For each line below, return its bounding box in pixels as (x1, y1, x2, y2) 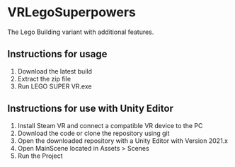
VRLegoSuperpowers (7, 4, 136, 21)
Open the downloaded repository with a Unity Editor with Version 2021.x (17, 136, 229, 145)
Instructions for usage (7, 48, 108, 60)
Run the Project (17, 151, 63, 160)
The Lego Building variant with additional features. (7, 28, 154, 36)
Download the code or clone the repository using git (17, 129, 170, 137)
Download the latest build (17, 67, 92, 75)
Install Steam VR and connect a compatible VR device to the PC (17, 121, 203, 129)
